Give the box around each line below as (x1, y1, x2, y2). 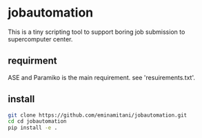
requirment (8, 55, 57, 67)
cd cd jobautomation (8, 118, 68, 125)
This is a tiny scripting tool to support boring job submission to (8, 28, 185, 36)
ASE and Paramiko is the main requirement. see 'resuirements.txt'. (8, 73, 196, 81)
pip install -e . (8, 124, 58, 132)
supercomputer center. (8, 34, 73, 43)
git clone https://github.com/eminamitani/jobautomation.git (8, 112, 188, 119)
